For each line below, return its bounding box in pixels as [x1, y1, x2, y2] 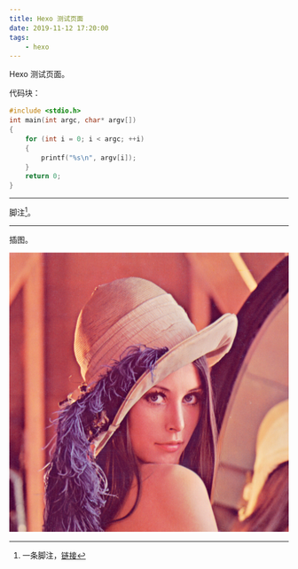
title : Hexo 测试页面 [9, 14, 84, 23]
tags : [9, 33, 29, 42]
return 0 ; [25, 172, 62, 181]
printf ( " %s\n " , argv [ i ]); [41, 153, 137, 162]
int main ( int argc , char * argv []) [9, 116, 137, 125]
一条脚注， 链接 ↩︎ [21, 550, 86, 560]
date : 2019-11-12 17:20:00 [9, 23, 109, 33]
